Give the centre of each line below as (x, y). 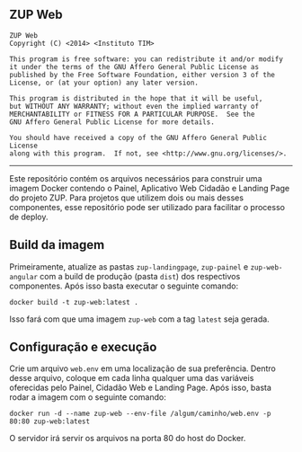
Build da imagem (57, 245)
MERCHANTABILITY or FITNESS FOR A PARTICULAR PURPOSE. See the (132, 114)
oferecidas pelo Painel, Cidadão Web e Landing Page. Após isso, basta (141, 388)
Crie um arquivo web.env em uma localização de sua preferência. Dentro (143, 368)
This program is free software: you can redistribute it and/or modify (146, 59)
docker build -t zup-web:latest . (74, 302)
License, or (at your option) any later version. (104, 83)
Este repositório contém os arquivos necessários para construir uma (136, 178)
